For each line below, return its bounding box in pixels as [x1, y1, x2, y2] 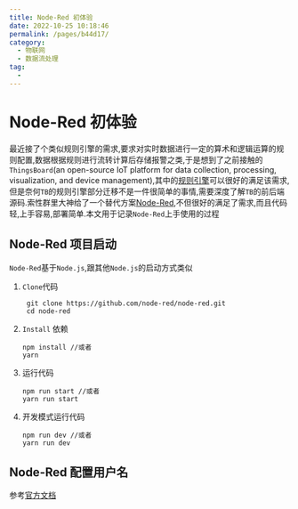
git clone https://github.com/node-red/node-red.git [26, 299, 226, 308]
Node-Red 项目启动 [9, 237, 117, 252]
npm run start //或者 [21, 386, 101, 396]
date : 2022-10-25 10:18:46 [9, 21, 109, 30]
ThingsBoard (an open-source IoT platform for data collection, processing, [9, 164, 278, 174]
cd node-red [26, 306, 71, 316]
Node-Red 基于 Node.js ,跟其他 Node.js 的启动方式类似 [9, 262, 193, 272]
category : [9, 37, 46, 47]
